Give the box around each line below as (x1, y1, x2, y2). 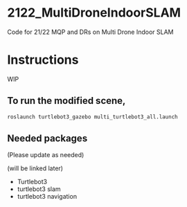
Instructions (7, 52, 79, 68)
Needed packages (7, 132, 88, 144)
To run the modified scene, (7, 95, 126, 107)
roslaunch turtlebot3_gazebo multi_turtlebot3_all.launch (7, 113, 178, 120)
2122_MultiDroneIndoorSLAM (7, 5, 181, 21)
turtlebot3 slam (17, 185, 61, 193)
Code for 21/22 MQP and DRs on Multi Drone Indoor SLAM (7, 28, 175, 36)
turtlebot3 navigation (17, 192, 78, 201)
